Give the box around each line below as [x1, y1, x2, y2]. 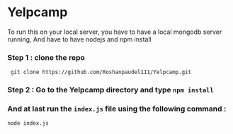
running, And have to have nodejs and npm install [7, 35, 152, 43]
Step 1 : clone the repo [7, 52, 85, 62]
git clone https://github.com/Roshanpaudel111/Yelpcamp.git [10, 68, 192, 76]
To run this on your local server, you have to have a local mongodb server [7, 28, 222, 36]
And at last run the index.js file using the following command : [7, 104, 227, 114]
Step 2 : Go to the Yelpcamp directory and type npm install [7, 85, 214, 95]
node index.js [7, 120, 50, 127]
